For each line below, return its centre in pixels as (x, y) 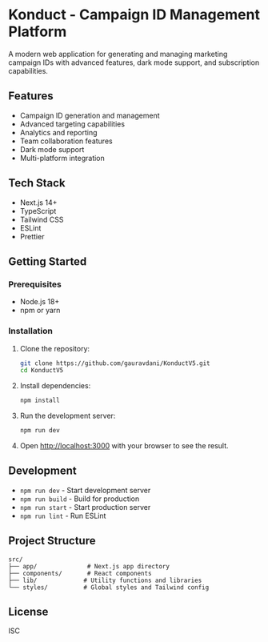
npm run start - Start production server (85, 507)
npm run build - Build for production (80, 499)
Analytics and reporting (58, 132)
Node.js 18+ (40, 302)
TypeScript (38, 211)
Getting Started (48, 261)
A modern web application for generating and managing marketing (118, 54)
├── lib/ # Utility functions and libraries (105, 580)
